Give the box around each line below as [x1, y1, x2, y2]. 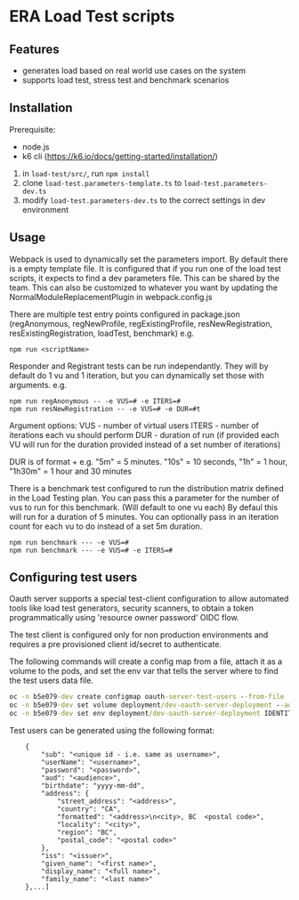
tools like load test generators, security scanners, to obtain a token [9, 603, 255, 613]
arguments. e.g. [9, 379, 68, 390]
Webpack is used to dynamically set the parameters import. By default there [9, 254, 288, 264]
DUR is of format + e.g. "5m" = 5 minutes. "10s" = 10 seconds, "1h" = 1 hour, [9, 456, 287, 466]
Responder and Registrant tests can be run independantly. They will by [9, 361, 269, 371]
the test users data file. [9, 675, 93, 686]
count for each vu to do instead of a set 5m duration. [9, 521, 203, 531]
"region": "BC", [56, 828, 117, 838]
